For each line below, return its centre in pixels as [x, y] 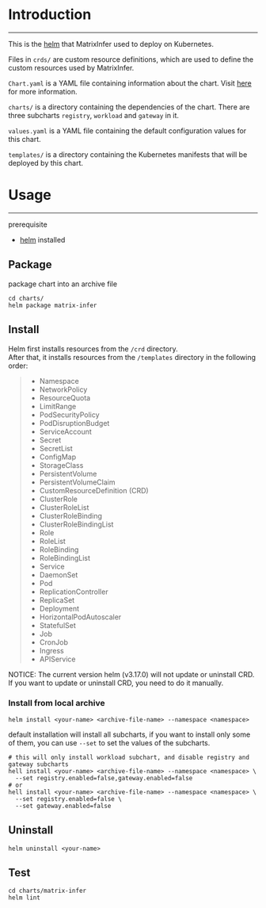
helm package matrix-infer [53, 305]
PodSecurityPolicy [70, 415]
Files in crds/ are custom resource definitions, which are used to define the [131, 59]
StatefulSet [58, 625]
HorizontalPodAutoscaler [80, 617]
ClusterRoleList [64, 507]
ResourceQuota [65, 397]
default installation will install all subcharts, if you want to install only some [129, 734]
